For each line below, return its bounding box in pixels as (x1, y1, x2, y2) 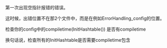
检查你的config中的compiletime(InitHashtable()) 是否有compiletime (5, 26, 146, 32)
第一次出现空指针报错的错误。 (5, 5, 68, 10)
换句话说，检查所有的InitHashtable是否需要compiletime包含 (5, 37, 131, 43)
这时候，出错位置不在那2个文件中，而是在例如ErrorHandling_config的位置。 (5, 15, 165, 21)
